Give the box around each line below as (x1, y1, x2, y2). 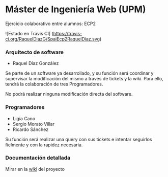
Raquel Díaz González (12, 60, 59, 67)
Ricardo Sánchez (12, 126, 49, 132)
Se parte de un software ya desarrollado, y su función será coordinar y (5, 70, 154, 76)
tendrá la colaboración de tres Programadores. (5, 81, 103, 87)
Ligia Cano (12, 115, 36, 121)
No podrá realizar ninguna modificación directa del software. (5, 91, 133, 97)
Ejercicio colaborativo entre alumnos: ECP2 (5, 20, 96, 27)
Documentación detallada (5, 154, 71, 162)
